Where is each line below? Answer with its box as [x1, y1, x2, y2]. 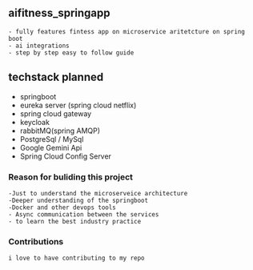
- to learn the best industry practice [8, 217, 142, 225]
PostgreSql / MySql [19, 134, 84, 143]
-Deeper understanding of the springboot [8, 196, 149, 204]
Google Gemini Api [19, 143, 82, 152]
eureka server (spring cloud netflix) [19, 100, 137, 110]
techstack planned [8, 71, 104, 84]
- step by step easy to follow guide [8, 48, 135, 57]
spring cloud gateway [19, 108, 92, 119]
